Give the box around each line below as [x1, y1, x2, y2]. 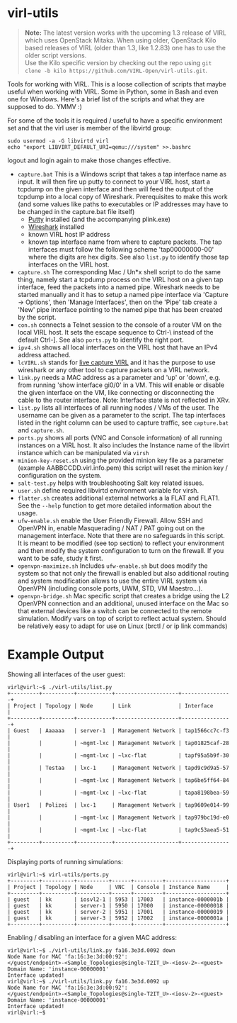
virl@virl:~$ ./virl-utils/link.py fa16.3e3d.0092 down [7, 946, 175, 954]
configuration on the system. [17, 471, 102, 479]
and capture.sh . [17, 425, 65, 434]
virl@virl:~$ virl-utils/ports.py [7, 871, 110, 878]
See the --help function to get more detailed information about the [17, 501, 212, 510]
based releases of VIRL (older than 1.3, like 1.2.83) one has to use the [24, 43, 226, 52]
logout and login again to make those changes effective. [7, 156, 171, 164]
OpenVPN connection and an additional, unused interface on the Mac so [17, 599, 229, 608]
